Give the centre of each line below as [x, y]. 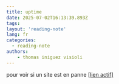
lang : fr [17, 35]
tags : [13, 23]
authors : [17, 52]
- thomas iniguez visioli [50, 57]
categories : [21, 40]
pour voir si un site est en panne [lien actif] [60, 74]
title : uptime [24, 12]
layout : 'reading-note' [36, 29]
